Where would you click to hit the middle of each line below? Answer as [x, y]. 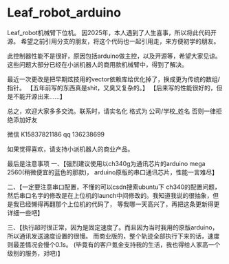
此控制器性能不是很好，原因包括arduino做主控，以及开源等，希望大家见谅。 [114, 56]
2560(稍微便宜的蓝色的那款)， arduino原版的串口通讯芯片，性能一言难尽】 [113, 172]
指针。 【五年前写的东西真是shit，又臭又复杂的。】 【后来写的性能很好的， [112, 88]
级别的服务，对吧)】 [35, 253]
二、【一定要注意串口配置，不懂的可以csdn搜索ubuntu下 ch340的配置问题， [114, 187]
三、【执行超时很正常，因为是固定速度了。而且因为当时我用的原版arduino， [113, 227]
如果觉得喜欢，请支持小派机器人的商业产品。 [70, 149]
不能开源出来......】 [40, 96]
